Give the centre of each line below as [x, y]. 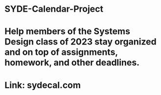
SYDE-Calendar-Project [54, 9]
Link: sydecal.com [43, 85]
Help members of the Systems [68, 32]
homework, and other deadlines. [72, 63]
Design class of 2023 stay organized [81, 42]
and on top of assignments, [61, 52]
